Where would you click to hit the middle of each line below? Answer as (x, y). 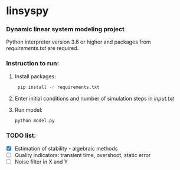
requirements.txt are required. (42, 48)
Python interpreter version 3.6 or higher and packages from (79, 42)
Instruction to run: (33, 64)
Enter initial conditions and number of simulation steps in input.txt (94, 98)
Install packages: (35, 76)
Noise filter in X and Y (41, 161)
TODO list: (21, 135)
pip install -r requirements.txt (58, 87)
